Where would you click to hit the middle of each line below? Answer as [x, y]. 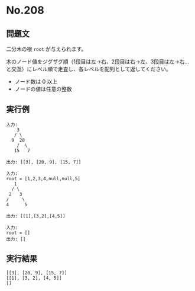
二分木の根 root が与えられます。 [46, 49]
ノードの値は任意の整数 [43, 89]
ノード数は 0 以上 [36, 81]
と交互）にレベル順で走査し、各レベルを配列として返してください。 [89, 69]
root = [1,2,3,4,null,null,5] [43, 178]
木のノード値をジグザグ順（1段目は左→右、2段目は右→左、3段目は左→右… [98, 62]
